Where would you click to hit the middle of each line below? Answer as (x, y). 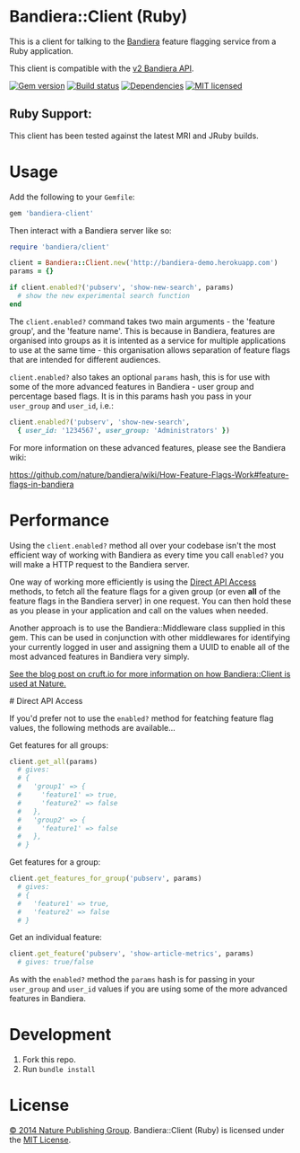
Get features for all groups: (59, 745)
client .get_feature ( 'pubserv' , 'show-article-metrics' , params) (132, 954)
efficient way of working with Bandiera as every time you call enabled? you (147, 555)
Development (60, 1035)
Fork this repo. (49, 1060)
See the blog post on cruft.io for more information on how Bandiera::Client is (150, 673)
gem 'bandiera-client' (51, 213)
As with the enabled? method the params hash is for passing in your (132, 980)
